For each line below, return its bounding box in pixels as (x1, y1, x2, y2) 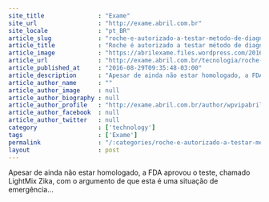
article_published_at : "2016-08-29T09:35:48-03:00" (8, 64, 203, 72)
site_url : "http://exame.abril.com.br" (8, 19, 203, 27)
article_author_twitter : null (8, 116, 120, 124)
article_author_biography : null (8, 94, 120, 102)
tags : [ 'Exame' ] (8, 131, 138, 139)
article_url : (8, 57, 102, 65)
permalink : (8, 138, 102, 147)
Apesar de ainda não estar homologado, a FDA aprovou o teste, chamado (8, 168, 251, 177)
